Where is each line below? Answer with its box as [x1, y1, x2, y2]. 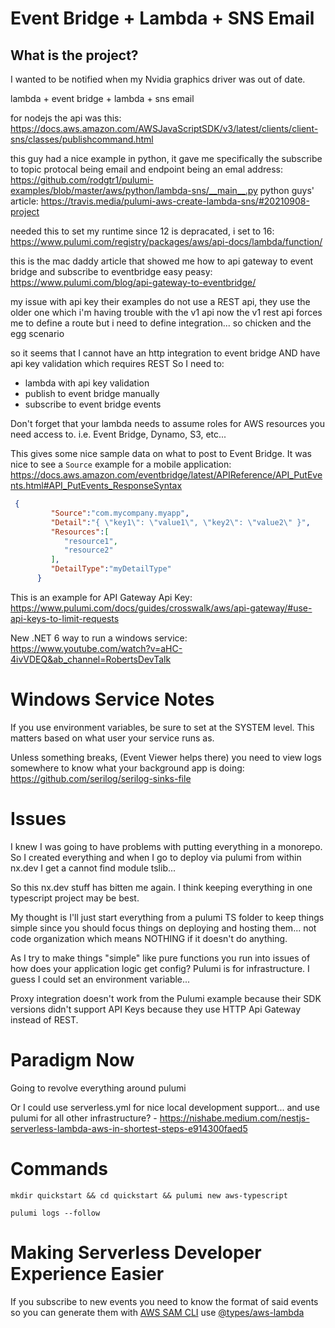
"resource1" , [63, 536, 118, 546]
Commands [10, 1157, 109, 1180]
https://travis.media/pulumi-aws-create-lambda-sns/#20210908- [40, 195, 310, 207]
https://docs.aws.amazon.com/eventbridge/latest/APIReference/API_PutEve [10, 469, 323, 481]
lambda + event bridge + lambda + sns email [10, 93, 195, 104]
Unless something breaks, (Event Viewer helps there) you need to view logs [10, 751, 322, 763]
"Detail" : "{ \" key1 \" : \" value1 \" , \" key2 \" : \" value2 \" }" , [50, 517, 311, 527]
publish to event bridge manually [24, 388, 160, 399]
